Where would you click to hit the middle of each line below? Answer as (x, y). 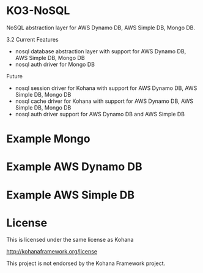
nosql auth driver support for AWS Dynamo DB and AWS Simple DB (100, 114)
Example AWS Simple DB (71, 195)
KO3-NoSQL (38, 11)
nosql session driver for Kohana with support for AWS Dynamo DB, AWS (106, 88)
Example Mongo (48, 139)
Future (15, 76)
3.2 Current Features (33, 39)
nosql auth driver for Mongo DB (55, 64)
